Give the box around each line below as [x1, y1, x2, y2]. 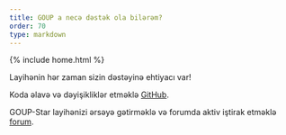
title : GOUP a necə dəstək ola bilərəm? [9, 13, 164, 22]
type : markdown [9, 30, 67, 39]
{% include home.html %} [9, 55, 105, 66]
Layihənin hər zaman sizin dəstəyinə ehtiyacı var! [9, 72, 192, 83]
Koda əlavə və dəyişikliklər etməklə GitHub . [9, 89, 169, 100]
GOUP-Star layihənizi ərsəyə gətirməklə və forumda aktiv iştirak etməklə [9, 107, 277, 118]
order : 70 [9, 22, 47, 31]
